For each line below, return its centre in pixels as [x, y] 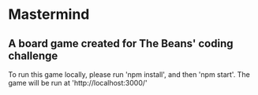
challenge [33, 55]
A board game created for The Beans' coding [121, 44]
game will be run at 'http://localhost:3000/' [78, 83]
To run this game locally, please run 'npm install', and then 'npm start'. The [129, 75]
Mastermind [49, 15]
